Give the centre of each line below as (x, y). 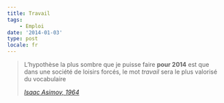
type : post (23, 39)
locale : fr (23, 45)
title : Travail (29, 13)
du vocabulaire (45, 79)
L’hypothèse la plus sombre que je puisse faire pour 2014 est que (116, 64)
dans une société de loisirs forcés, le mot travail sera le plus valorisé (121, 72)
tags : (15, 20)
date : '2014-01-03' (35, 32)
